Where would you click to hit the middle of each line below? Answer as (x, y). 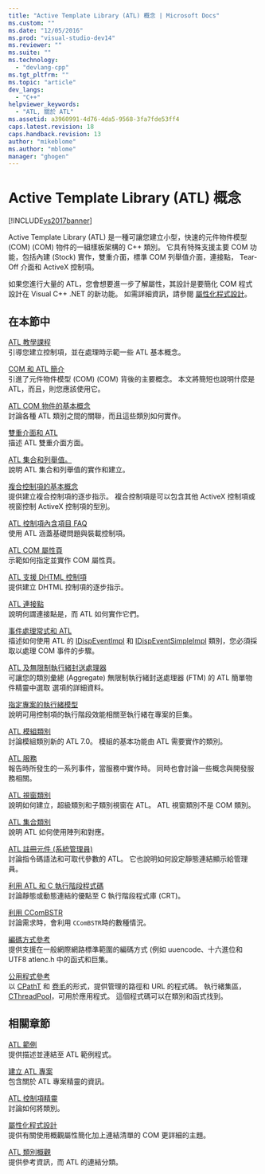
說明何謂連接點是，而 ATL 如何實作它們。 (76, 614)
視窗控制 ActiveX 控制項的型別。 (61, 506)
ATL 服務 (23, 758)
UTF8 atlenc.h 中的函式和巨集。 (60, 959)
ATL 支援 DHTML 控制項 (48, 577)
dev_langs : (26, 90)
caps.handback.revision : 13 (55, 134)
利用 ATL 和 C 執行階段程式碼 (56, 886)
